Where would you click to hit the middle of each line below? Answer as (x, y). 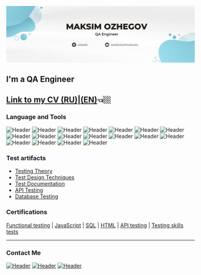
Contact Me (24, 253)
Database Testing (36, 197)
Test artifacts (26, 158)
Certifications (27, 212)
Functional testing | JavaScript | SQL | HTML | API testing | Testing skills (95, 225)
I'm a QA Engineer (40, 79)
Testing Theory (33, 171)
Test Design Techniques (45, 177)
